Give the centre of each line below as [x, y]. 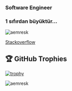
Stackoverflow [20, 42]
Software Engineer [29, 8]
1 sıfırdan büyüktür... [31, 21]
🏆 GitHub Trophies [36, 59]
